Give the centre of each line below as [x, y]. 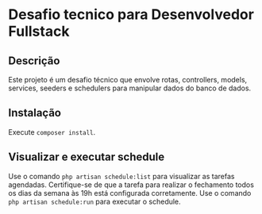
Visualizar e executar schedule [87, 157]
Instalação [35, 113]
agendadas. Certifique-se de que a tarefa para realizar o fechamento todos [131, 185]
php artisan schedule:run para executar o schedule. [94, 201]
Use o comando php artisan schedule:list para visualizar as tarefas [121, 176]
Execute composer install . [52, 132]
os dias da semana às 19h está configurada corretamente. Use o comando [130, 193]
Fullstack [39, 31]
